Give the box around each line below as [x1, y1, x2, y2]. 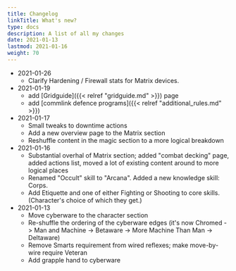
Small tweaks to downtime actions [27, 121, 128, 130]
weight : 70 [7, 50, 39, 57]
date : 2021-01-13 [7, 37, 58, 44]
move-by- [190, 241, 219, 249]
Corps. [27, 181, 48, 189]
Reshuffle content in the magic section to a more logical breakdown [27, 136, 224, 144]
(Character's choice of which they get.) [27, 196, 142, 204]
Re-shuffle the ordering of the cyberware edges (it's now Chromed [27, 218, 223, 227]
